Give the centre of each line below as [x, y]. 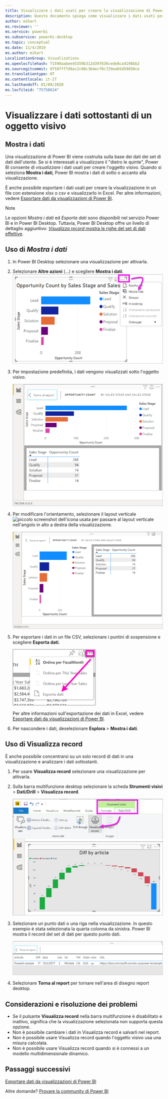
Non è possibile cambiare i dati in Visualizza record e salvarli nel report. [86, 1032]
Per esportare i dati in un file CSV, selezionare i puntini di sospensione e [86, 637]
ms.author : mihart [24, 53]
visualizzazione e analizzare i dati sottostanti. [52, 761]
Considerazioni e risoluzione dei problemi [71, 1004]
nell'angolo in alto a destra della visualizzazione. [62, 525]
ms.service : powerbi [27, 32]
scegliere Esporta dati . [36, 642]
